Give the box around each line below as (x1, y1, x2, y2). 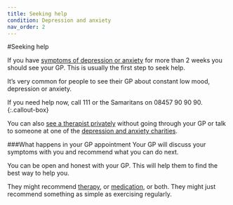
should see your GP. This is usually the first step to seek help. (7, 64, 186, 72)
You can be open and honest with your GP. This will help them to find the (7, 161, 218, 170)
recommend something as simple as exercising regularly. (7, 190, 172, 199)
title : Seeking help (7, 10, 68, 18)
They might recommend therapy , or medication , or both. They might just (7, 183, 216, 191)
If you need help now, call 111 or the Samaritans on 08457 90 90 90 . (7, 98, 203, 107)
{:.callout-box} (7, 106, 49, 114)
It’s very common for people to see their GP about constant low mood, (7, 77, 211, 86)
